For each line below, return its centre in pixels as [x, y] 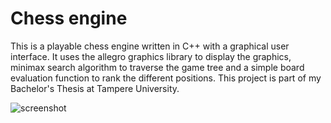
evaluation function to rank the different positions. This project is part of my [166, 78]
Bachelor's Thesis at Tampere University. [95, 88]
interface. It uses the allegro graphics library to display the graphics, [151, 56]
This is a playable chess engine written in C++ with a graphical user [150, 46]
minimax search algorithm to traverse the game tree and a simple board [157, 67]
